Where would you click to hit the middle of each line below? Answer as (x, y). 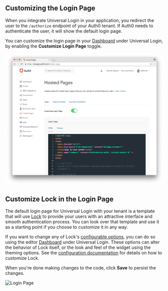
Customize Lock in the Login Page (60, 199)
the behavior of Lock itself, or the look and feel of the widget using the (78, 247)
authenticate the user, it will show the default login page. (64, 31)
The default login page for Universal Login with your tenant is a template (80, 211)
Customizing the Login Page (50, 8)
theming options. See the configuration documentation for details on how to (84, 253)
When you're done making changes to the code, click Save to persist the (81, 268)
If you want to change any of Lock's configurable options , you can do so (80, 237)
